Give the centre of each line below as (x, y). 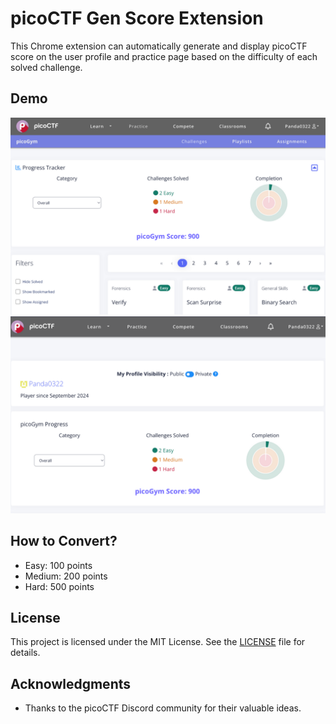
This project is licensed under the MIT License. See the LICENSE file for (158, 642)
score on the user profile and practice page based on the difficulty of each (164, 56)
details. (25, 653)
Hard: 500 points (59, 586)
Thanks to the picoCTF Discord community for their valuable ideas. (163, 708)
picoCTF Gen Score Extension (137, 18)
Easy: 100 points (58, 565)
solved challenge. (46, 67)
